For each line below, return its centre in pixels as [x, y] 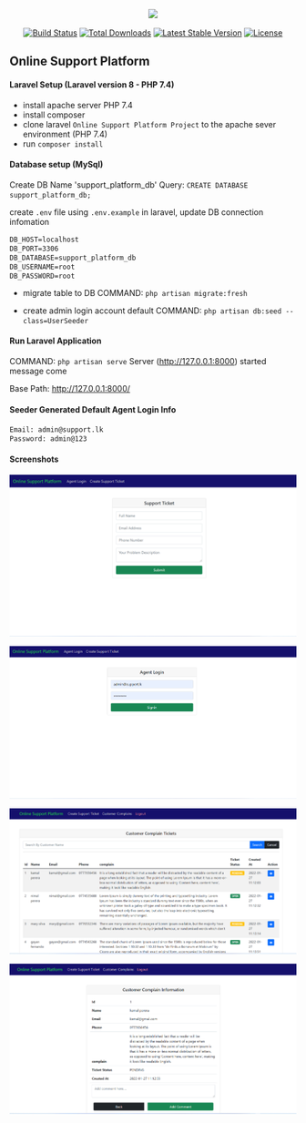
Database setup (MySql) [56, 165]
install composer [54, 115]
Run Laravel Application [56, 341]
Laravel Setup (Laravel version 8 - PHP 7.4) [92, 84]
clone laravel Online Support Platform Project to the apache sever [149, 124]
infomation [30, 221]
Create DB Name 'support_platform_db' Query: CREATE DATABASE [129, 184]
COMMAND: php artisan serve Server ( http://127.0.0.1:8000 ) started [138, 361]
